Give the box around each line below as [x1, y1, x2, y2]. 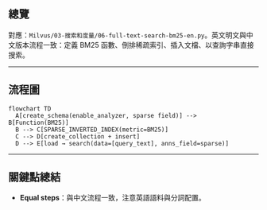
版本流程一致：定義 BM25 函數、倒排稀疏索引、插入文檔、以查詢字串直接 [14, 40, 254, 49]
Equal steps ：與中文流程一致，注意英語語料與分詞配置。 [19, 193, 206, 203]
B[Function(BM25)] [8, 119, 69, 126]
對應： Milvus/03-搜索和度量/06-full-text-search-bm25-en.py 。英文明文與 [8, 30, 246, 40]
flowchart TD [8, 104, 52, 113]
